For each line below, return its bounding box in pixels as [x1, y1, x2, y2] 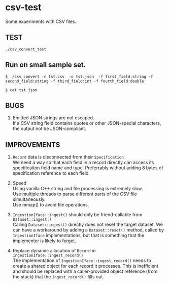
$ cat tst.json [5, 87, 38, 93]
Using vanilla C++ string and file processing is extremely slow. [12, 186, 143, 192]
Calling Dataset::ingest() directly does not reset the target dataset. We [12, 221, 163, 228]
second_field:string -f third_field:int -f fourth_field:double [5, 79, 144, 84]
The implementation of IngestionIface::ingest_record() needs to [12, 257, 151, 264]
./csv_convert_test [5, 46, 47, 52]
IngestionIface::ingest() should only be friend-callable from [12, 212, 143, 218]
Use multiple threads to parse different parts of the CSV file [12, 191, 137, 197]
